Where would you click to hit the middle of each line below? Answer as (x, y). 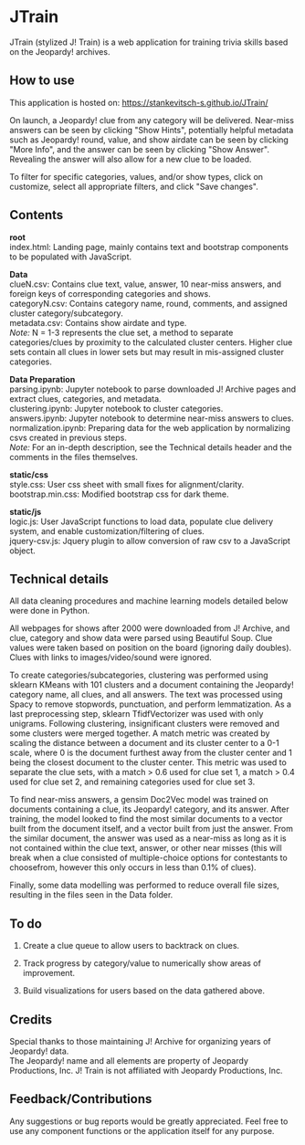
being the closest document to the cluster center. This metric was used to (148, 762)
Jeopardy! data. (39, 1051)
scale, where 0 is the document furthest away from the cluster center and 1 (151, 753)
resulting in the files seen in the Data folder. (91, 895)
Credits (31, 1019)
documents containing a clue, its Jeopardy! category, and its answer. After (149, 809)
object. (23, 551)
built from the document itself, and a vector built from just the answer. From (152, 829)
